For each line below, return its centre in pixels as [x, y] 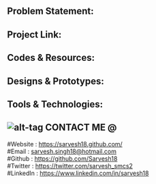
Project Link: [34, 35]
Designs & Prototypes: [56, 81]
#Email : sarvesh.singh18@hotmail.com [62, 151]
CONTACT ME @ [81, 128]
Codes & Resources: [51, 58]
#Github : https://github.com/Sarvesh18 [62, 158]
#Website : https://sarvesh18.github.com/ [65, 144]
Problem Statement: [50, 11]
